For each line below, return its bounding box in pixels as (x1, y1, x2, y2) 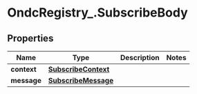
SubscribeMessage (48, 76, 114, 85)
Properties (7, 32, 54, 44)
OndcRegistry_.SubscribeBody (7, 5, 188, 21)
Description (120, 53, 160, 62)
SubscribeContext (48, 64, 110, 74)
